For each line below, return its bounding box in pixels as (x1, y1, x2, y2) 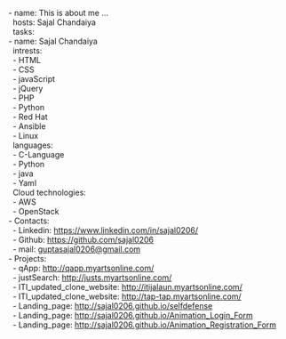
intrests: (12, 45, 43, 56)
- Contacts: (8, 215, 50, 226)
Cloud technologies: (12, 187, 86, 198)
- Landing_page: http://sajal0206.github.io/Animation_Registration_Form (12, 319, 277, 330)
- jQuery (12, 84, 44, 93)
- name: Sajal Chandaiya (8, 36, 99, 46)
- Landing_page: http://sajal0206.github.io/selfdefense (12, 301, 213, 311)
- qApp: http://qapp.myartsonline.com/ (12, 262, 155, 273)
